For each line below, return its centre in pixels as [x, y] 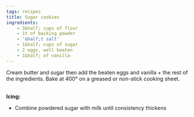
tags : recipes [24, 12]
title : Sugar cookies [33, 17]
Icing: [13, 96]
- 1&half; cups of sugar [47, 45]
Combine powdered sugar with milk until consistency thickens [90, 108]
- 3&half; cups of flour [47, 28]
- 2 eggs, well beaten [45, 50]
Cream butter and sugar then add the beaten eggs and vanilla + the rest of [97, 72]
